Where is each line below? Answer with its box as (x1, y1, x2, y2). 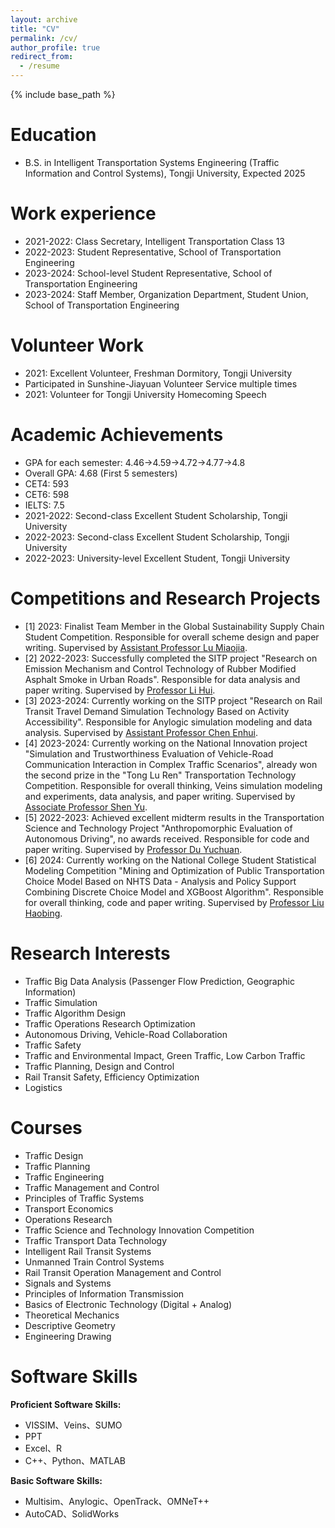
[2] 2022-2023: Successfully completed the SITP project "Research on (24, 652, 318, 664)
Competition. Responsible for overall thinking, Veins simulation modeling (24, 779, 323, 791)
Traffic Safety (24, 1039, 82, 1051)
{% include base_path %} (10, 89, 116, 100)
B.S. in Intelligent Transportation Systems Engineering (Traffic (24, 156, 280, 168)
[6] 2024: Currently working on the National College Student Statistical (24, 854, 317, 866)
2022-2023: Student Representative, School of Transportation (24, 246, 282, 258)
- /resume (19, 61, 60, 71)
